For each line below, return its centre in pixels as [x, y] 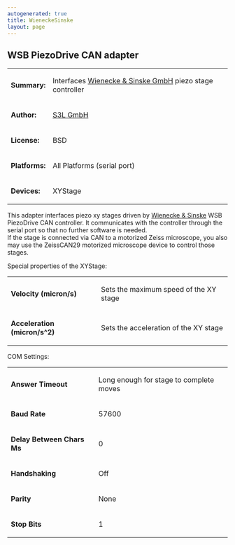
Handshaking [34, 474]
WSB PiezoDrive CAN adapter [73, 55]
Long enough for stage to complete [156, 380]
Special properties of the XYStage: [57, 266]
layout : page [26, 27]
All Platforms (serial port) [93, 166]
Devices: [26, 191]
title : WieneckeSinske [40, 20]
